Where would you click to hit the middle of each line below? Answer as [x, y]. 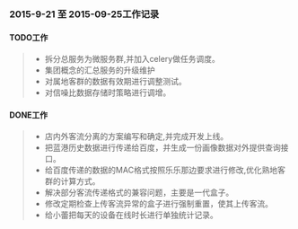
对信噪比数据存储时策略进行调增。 [108, 92]
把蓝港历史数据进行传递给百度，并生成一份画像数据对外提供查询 [162, 148]
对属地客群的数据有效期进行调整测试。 [115, 82]
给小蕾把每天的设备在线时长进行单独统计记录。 [131, 215]
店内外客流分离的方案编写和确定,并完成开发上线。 [136, 137]
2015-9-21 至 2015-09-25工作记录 [84, 13]
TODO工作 [29, 37]
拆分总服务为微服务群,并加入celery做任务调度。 [132, 59]
